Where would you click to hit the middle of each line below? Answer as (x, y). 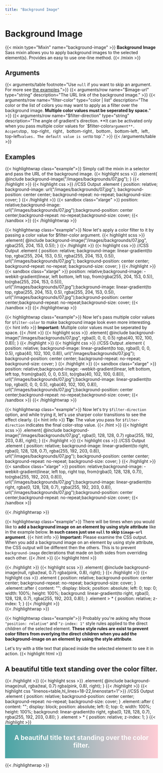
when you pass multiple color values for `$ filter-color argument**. (70, 126)
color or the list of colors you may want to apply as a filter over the (72, 105)
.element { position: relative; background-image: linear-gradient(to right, (77, 446)
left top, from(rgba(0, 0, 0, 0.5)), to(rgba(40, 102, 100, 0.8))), (65, 374)
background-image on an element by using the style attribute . (69, 639)
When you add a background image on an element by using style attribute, (80, 542)
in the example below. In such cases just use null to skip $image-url (74, 532)
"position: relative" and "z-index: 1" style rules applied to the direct (76, 624)
